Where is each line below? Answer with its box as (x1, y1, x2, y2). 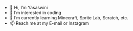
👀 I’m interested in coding (9, 10, 62, 15)
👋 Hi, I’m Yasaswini (9, 5, 48, 10)
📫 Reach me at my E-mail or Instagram (9, 20, 89, 26)
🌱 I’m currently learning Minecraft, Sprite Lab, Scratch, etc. (9, 15, 129, 20)
